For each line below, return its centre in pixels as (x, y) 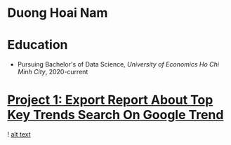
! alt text (19, 134)
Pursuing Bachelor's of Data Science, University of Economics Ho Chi (118, 64)
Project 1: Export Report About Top (110, 100)
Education (38, 45)
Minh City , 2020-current (53, 72)
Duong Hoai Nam (58, 13)
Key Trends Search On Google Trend (115, 115)
